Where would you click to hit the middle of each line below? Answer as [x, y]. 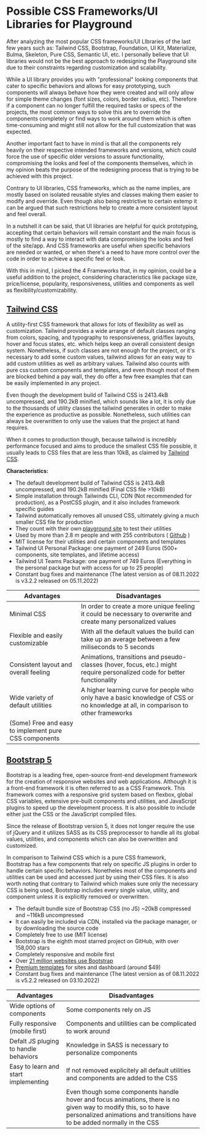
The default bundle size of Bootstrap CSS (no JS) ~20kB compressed [103, 908]
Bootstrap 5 [29, 760]
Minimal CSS [28, 614]
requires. [18, 427]
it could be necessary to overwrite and [136, 614]
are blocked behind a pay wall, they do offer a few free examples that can [99, 376]
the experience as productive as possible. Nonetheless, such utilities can [98, 414]
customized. [22, 845]
